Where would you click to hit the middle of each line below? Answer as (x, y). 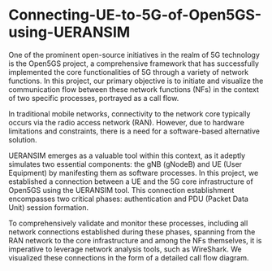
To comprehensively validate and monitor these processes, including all (128, 223)
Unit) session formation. (49, 207)
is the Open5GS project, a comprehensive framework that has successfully (134, 63)
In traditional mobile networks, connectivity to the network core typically (130, 114)
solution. (23, 139)
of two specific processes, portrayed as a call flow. (94, 98)
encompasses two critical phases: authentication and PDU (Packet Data (129, 199)
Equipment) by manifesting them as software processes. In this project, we (134, 173)
